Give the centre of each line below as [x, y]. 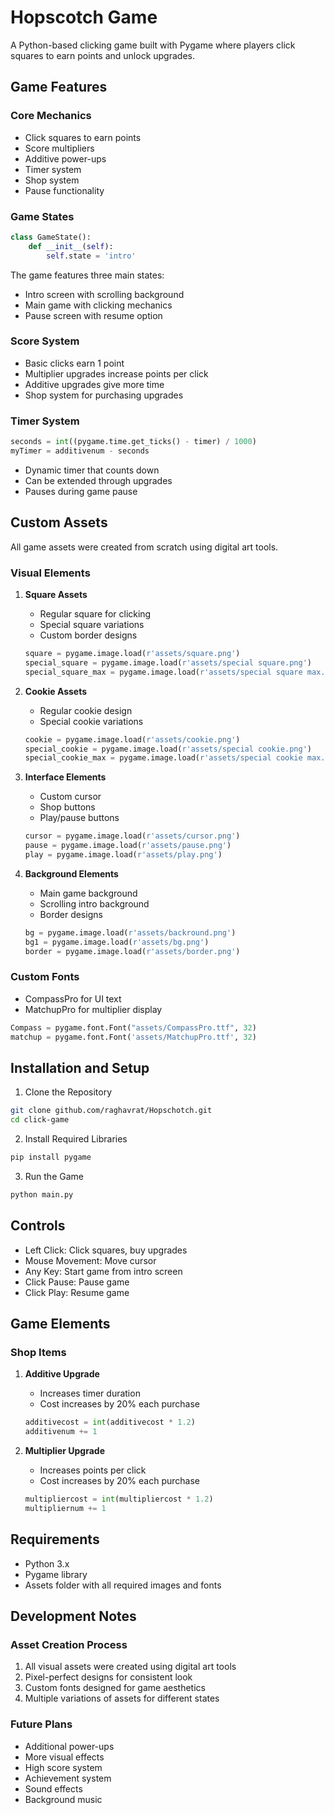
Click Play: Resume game [77, 1292]
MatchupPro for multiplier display [93, 1009]
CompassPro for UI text [73, 998]
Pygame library [56, 1574]
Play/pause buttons [79, 818]
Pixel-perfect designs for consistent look [108, 1677]
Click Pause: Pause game [77, 1282]
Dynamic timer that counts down [92, 470]
